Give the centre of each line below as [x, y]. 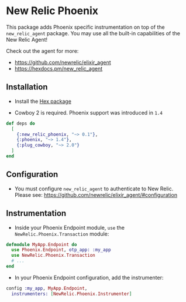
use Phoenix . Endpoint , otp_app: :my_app [61, 250]
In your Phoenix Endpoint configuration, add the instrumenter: [89, 277]
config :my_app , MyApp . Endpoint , [47, 288]
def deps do [20, 123]
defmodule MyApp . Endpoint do [42, 244]
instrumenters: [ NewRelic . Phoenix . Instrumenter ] [72, 294]
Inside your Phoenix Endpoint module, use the [69, 227]
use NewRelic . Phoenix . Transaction [53, 256]
